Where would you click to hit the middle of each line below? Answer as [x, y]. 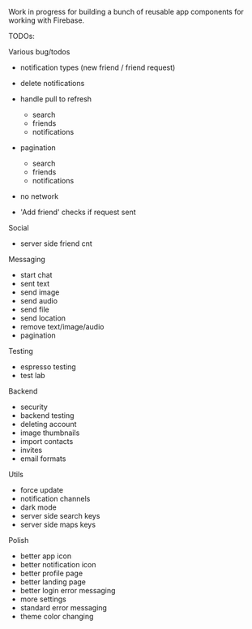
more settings [43, 599]
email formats [43, 459]
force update [41, 490]
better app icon [45, 556]
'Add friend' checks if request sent [78, 212]
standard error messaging [64, 607]
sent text [35, 284]
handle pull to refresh [56, 99]
